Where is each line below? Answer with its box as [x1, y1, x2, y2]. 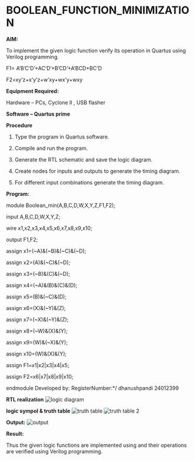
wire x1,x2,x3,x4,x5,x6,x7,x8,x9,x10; [6, 225, 92, 232]
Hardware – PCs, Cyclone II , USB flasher [6, 98, 106, 106]
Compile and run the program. [14, 144, 88, 152]
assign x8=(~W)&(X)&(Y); [6, 327, 68, 334]
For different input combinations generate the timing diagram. [14, 179, 164, 186]
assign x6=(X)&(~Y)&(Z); [6, 304, 66, 311]
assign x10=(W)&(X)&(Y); [6, 350, 67, 357]
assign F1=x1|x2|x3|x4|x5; [6, 361, 70, 368]
